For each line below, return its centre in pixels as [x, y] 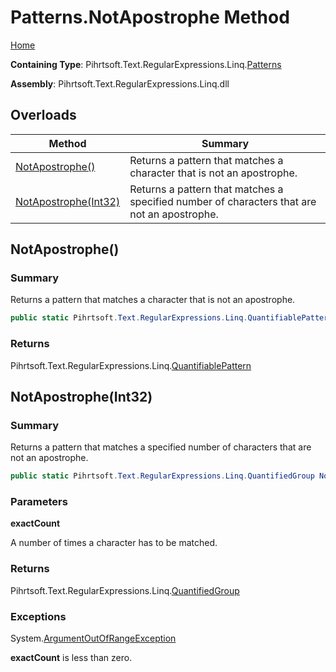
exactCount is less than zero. [71, 658]
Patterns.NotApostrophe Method [150, 17]
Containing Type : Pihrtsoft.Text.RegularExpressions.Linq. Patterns [146, 64]
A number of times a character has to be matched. [114, 543]
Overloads [43, 115]
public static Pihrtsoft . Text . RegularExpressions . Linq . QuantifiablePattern [171, 318]
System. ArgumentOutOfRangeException [93, 638]
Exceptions [38, 616]
